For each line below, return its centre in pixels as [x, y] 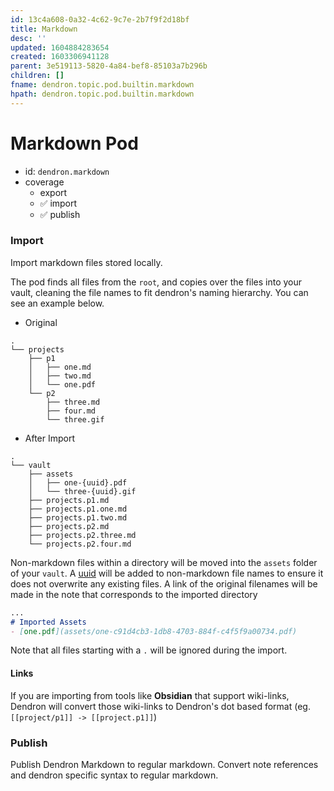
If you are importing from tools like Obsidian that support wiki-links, [150, 695]
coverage [44, 182]
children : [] [37, 76]
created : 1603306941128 [60, 57]
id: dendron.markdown [67, 171]
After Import [50, 438]
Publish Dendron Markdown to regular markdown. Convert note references [164, 764]
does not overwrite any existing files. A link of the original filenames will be [164, 583]
